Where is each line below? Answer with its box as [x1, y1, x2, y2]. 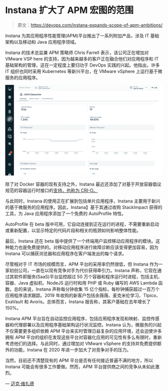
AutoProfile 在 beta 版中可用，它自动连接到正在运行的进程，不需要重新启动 [5, 221, 159, 227]
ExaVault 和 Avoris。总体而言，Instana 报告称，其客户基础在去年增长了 [5, 298, 151, 305]
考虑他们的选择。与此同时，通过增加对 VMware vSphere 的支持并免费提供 [5, 340, 157, 346]
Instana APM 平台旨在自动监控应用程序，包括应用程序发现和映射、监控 [5, 315, 151, 321]
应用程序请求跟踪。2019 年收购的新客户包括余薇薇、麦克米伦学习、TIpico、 [5, 292, 161, 298]
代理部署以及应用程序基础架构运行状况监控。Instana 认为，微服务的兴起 [13, 322, 161, 328]
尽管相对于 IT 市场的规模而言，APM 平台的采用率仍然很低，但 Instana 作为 [5, 261, 158, 267]
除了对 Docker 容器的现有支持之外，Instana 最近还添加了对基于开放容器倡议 [5, 181, 161, 187]
